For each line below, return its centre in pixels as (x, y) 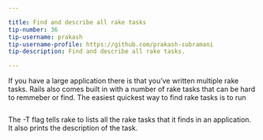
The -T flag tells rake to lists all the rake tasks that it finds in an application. (130, 120)
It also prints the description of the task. (73, 128)
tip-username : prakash (45, 37)
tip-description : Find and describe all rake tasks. (97, 52)
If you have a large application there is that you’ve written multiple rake (124, 81)
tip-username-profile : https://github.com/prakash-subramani (111, 44)
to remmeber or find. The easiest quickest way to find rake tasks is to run (127, 98)
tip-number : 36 (33, 29)
